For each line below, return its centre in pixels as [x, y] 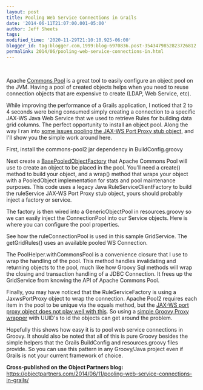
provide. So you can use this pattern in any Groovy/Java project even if [95, 349]
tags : [13, 35]
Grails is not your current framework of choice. [65, 355]
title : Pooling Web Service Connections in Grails [72, 18]
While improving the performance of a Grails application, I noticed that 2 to [99, 105]
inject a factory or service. [39, 200]
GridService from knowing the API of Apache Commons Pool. [83, 280]
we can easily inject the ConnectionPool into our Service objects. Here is [97, 218]
